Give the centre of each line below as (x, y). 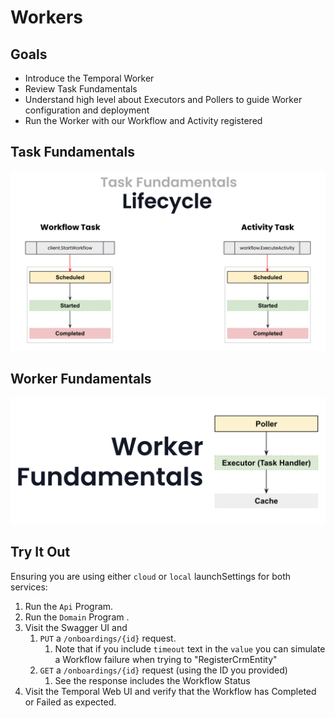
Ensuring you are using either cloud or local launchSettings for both (151, 576)
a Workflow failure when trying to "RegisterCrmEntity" (166, 659)
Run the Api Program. (69, 606)
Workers (47, 17)
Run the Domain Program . (77, 617)
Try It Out (40, 552)
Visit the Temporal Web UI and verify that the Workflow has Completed (170, 691)
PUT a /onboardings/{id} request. (108, 638)
